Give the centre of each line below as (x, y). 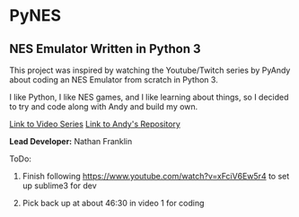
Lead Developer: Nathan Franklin (71, 141)
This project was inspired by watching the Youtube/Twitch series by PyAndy (150, 70)
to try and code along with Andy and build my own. (104, 107)
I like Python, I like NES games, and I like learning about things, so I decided (149, 97)
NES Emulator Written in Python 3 (105, 49)
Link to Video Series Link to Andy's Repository (95, 124)
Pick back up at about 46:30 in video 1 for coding (113, 203)
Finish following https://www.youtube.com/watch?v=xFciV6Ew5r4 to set (156, 176)
